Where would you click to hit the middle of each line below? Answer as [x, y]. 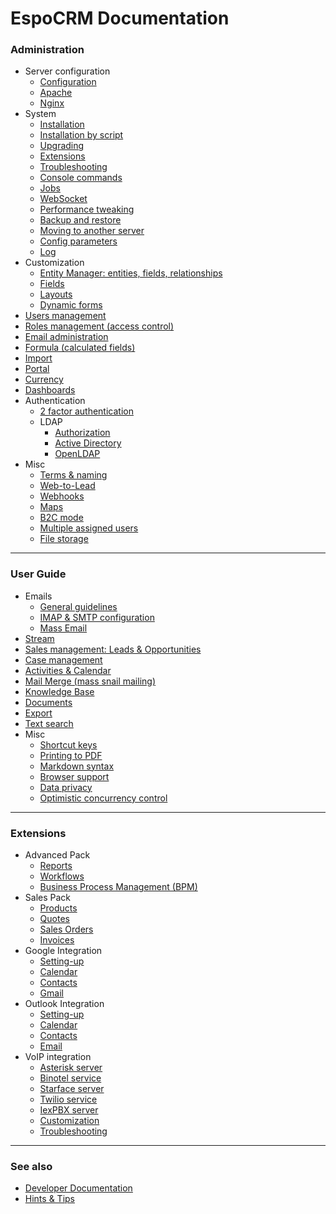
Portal [37, 369]
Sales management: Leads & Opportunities [113, 649]
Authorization [82, 433]
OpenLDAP [77, 454]
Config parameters [78, 241]
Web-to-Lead [67, 486]
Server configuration [67, 71]
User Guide [38, 574]
